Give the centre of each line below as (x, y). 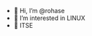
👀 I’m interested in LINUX (49, 18)
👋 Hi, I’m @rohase (39, 11)
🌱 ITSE (23, 25)
